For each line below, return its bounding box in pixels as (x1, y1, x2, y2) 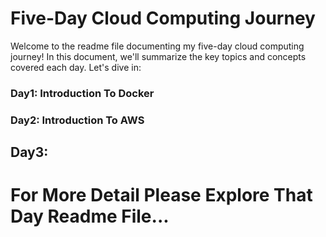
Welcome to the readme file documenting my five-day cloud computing (10, 40, 305, 52)
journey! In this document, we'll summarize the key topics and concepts (10, 50, 307, 62)
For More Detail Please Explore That (10, 184, 313, 207)
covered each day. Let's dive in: (10, 61, 142, 73)
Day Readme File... (10, 205, 170, 228)
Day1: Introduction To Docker (10, 86, 155, 100)
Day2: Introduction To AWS (10, 113, 145, 127)
